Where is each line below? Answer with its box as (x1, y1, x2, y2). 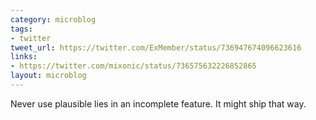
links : (10, 52, 38, 62)
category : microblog (10, 14, 97, 25)
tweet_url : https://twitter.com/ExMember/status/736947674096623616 (10, 42, 302, 53)
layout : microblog (10, 71, 87, 81)
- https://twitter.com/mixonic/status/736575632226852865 (10, 61, 257, 71)
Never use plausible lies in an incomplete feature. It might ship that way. (10, 97, 307, 110)
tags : (10, 24, 33, 34)
